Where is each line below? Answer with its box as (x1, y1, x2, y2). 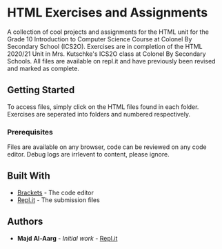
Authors (7, 216, 43, 228)
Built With (7, 170, 50, 182)
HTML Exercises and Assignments (7, 5, 208, 21)
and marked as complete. (7, 64, 79, 72)
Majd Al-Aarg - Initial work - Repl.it (17, 234, 118, 242)
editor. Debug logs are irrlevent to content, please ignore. (7, 150, 170, 159)
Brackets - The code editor (17, 188, 94, 197)
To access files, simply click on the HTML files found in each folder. (7, 102, 199, 111)
